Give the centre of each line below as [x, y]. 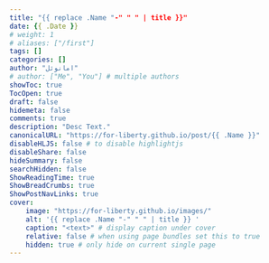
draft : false [34, 102]
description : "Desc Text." [60, 127]
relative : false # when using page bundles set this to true [143, 236]
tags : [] [26, 52]
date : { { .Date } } [44, 26]
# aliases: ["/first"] [52, 43]
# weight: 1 [32, 34]
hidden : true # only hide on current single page [121, 245]
